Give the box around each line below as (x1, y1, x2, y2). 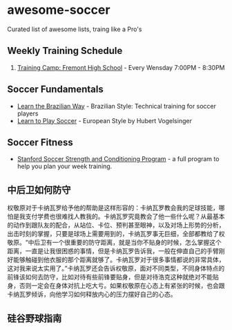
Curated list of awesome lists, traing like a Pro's (7, 25, 143, 33)
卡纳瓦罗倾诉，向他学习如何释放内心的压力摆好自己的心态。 (7, 290, 177, 299)
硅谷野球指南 (7, 312, 62, 324)
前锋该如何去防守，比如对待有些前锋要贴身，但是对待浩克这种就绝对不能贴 (7, 273, 219, 282)
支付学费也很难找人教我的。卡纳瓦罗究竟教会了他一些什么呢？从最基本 (25, 212, 225, 221)
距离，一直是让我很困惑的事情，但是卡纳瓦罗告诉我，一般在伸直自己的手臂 (7, 247, 219, 255)
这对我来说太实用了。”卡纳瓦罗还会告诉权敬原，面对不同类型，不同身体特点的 (7, 264, 225, 273)
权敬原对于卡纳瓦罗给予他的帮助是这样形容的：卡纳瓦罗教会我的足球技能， (7, 203, 219, 212)
